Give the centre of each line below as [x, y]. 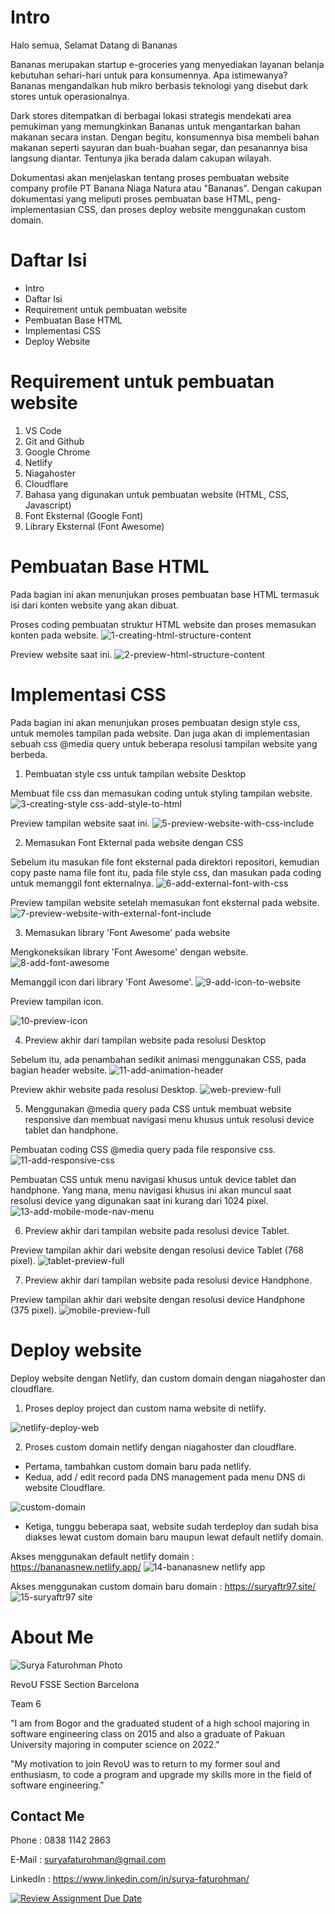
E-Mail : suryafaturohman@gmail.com [88, 1860]
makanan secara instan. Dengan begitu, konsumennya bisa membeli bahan [165, 137]
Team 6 [26, 1703]
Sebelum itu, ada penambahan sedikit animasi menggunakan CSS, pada [158, 1059]
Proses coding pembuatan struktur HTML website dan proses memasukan [163, 624]
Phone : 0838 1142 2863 [61, 1840]
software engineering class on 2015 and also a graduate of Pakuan [148, 1733]
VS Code [43, 430]
